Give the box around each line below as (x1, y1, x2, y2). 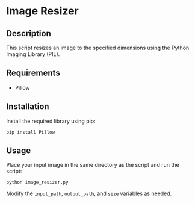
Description (6, 28, 51, 39)
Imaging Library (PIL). (6, 51, 60, 58)
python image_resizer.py (6, 180, 69, 186)
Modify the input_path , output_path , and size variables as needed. (6, 190, 172, 197)
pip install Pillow (6, 129, 55, 135)
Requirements (6, 68, 60, 78)
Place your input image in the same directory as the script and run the (6, 161, 179, 169)
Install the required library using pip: (6, 117, 96, 125)
